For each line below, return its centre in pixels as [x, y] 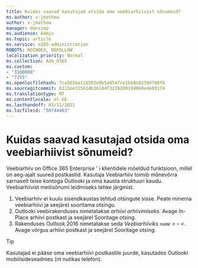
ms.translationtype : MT [35, 94]
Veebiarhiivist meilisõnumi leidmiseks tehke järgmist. [70, 187]
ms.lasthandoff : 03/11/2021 [41, 105]
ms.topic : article [29, 39]
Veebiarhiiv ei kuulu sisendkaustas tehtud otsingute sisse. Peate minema [103, 199]
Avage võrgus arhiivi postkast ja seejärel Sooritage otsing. [85, 230]
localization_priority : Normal [45, 55]
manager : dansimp [27, 28]
